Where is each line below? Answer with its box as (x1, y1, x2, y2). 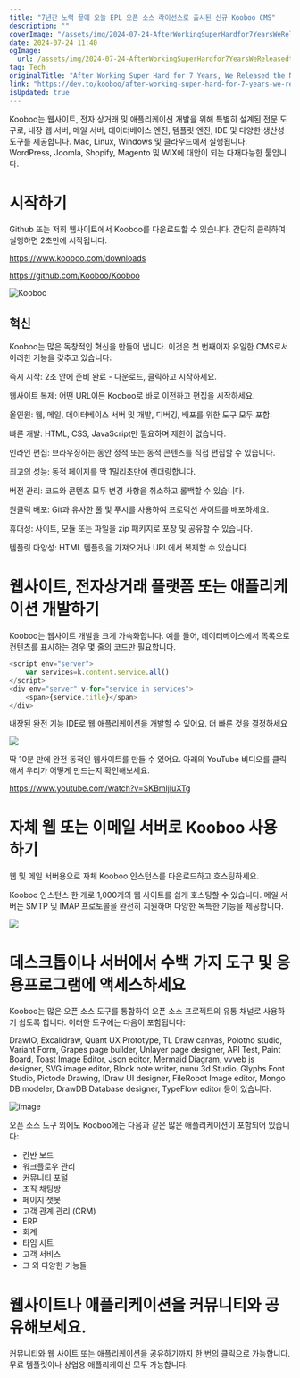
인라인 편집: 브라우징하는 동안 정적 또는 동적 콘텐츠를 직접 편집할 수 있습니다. (9, 448, 276, 458)
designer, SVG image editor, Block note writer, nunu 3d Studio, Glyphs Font (9, 1063, 286, 1074)
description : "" (9, 21, 70, 30)
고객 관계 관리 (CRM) (21, 1206, 96, 1216)
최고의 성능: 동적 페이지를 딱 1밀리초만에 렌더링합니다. (9, 466, 196, 477)
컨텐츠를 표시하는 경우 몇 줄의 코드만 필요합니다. (9, 642, 177, 652)
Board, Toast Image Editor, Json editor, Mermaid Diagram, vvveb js (9, 1054, 255, 1064)
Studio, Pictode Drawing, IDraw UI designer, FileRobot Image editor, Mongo (9, 1073, 286, 1084)
